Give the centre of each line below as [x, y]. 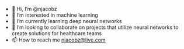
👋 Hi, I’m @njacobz [34, 9]
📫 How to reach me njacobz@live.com [59, 40]
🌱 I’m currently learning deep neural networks [67, 21]
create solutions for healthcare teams [57, 33]
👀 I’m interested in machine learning [55, 15]
